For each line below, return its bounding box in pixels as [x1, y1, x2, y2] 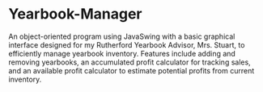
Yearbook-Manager [8, 5, 142, 23]
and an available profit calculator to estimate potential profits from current [8, 65, 255, 75]
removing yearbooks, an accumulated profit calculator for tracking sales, [8, 57, 251, 67]
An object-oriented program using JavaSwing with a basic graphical [8, 31, 235, 41]
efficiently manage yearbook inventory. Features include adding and [8, 48, 236, 58]
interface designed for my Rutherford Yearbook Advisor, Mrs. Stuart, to [8, 40, 245, 49]
